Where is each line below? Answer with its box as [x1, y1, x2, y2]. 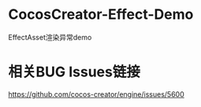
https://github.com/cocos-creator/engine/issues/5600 [8, 89, 185, 99]
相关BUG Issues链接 [8, 63, 140, 81]
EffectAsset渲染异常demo [8, 32, 92, 42]
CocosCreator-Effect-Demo [8, 6, 194, 24]
